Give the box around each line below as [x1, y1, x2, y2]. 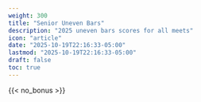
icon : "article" [8, 33, 62, 42]
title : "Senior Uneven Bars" [8, 19, 105, 27]
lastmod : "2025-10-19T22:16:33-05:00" [8, 49, 137, 57]
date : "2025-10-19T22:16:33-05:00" [8, 41, 126, 49]
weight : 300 [8, 11, 48, 20]
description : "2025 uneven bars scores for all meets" [8, 26, 194, 34]
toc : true [8, 64, 41, 72]
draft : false [8, 57, 52, 65]
